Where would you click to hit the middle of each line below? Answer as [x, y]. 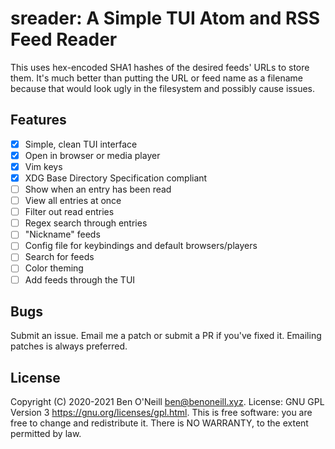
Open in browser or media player [92, 155]
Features [38, 120]
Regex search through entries [86, 223]
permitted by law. [46, 434]
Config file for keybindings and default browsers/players [141, 246]
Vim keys [43, 166]
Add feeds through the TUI [80, 279]
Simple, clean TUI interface [81, 144]
